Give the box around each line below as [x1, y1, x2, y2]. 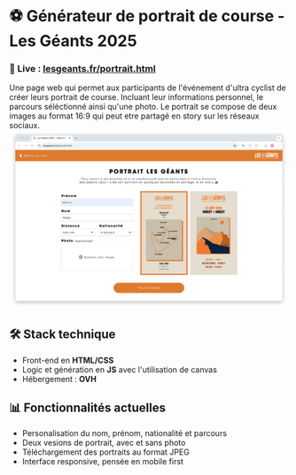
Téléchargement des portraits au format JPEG [21, 447, 191, 457]
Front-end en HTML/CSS [21, 355, 114, 365]
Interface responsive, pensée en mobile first [21, 456, 184, 467]
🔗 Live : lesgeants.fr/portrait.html [9, 63, 157, 75]
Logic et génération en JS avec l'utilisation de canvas [21, 364, 217, 375]
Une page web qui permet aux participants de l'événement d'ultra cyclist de [9, 82, 286, 93]
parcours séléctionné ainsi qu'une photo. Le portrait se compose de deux [9, 102, 277, 112]
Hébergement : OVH [21, 373, 97, 384]
